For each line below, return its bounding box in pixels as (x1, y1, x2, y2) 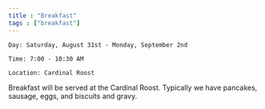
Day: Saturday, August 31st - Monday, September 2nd (8, 41, 188, 49)
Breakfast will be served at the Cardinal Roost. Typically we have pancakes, (8, 83, 258, 92)
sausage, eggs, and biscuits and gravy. (8, 91, 138, 100)
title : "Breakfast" (8, 11, 78, 20)
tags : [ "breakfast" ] (8, 19, 81, 27)
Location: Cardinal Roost (8, 68, 94, 76)
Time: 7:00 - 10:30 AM (8, 55, 84, 63)
